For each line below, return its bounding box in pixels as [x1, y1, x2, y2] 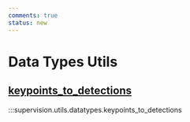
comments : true [8, 11, 58, 20]
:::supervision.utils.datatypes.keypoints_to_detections [8, 105, 183, 114]
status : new [8, 19, 47, 27]
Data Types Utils [8, 53, 118, 71]
